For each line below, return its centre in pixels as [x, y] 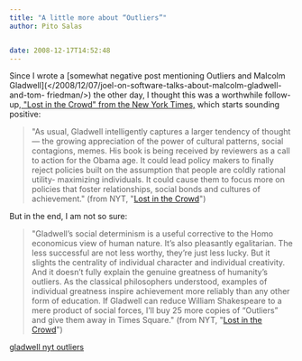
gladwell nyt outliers [47, 347]
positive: [25, 115]
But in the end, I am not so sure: [69, 217]
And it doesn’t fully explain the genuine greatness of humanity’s [150, 273]
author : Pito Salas [46, 26]
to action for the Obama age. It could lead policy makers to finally [153, 161]
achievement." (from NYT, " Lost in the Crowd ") [119, 199]
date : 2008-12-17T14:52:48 [60, 51]
